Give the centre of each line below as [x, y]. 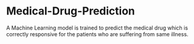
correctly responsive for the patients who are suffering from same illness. [97, 34]
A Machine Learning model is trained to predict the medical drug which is [97, 28]
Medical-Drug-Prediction [71, 11]
